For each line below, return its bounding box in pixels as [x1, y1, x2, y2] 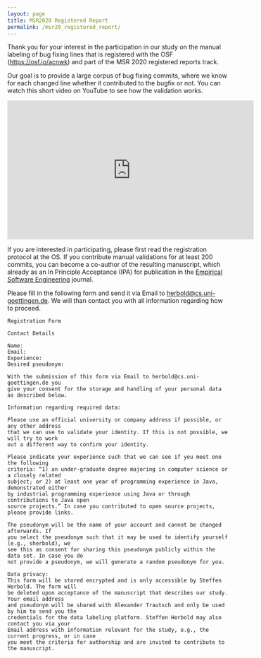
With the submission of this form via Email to [7, 373, 150, 381]
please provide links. [7, 509, 74, 516]
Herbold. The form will [7, 583, 77, 590]
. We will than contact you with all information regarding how [47, 297, 223, 305]
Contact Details [7, 330, 55, 337]
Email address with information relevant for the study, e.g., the [7, 626, 210, 634]
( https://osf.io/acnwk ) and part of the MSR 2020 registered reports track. [7, 58, 219, 66]
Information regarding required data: [7, 404, 121, 412]
